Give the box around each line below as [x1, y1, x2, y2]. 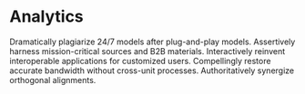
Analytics [9, 6, 84, 27]
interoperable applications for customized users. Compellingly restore [9, 55, 271, 66]
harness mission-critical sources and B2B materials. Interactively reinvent [9, 45, 285, 56]
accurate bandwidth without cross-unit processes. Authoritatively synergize [9, 65, 295, 76]
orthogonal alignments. [9, 74, 97, 85]
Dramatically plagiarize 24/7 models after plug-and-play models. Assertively [9, 36, 296, 47]
